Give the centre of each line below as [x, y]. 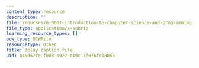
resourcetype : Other [32, 45]
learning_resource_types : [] [42, 34]
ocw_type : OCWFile [29, 39]
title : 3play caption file [39, 50]
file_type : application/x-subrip [47, 28]
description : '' [26, 17]
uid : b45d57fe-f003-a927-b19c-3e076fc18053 [61, 56]
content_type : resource [36, 12]
